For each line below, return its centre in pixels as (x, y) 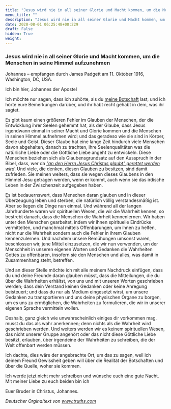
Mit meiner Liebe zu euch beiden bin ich (47, 381)
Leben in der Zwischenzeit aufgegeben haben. (54, 185)
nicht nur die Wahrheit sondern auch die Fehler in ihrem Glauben (73, 233)
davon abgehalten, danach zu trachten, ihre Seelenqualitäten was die (78, 147)
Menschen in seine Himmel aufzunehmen (58, 63)
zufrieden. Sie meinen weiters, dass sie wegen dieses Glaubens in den (79, 174)
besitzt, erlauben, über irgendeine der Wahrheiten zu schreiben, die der (80, 340)
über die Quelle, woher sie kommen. (43, 366)
